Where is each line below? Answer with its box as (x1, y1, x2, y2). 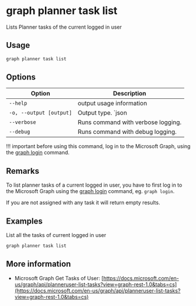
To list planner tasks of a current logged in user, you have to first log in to (6, 181, 183, 188)
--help (9, 100, 27, 106)
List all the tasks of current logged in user (6, 232, 106, 239)
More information (6, 259, 71, 269)
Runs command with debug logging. (77, 128, 177, 136)
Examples (6, 216, 43, 226)
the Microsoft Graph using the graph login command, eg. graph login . (6, 188, 175, 195)
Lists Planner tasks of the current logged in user (6, 23, 122, 30)
